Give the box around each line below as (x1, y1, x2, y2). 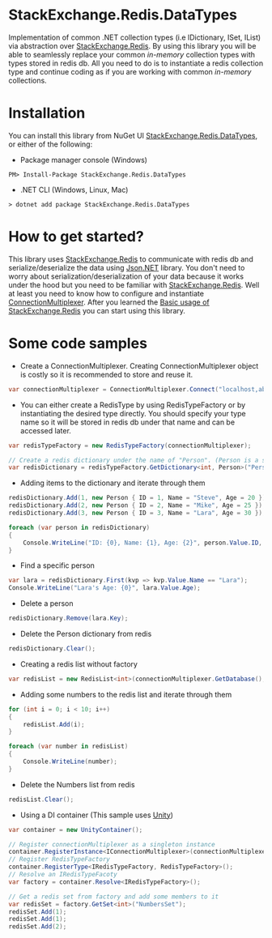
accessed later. (19, 425, 71, 435)
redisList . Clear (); (8, 795, 74, 804)
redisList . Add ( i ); (23, 720, 85, 728)
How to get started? (8, 228, 144, 246)
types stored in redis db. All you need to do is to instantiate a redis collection (8, 58, 264, 68)
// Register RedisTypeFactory (8, 855, 111, 863)
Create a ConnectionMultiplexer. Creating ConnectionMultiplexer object (19, 360, 259, 370)
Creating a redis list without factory (19, 659, 138, 669)
